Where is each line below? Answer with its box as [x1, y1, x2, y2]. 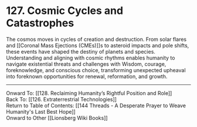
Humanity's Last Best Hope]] [6, 108, 76, 115]
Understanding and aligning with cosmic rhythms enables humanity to [6, 54, 175, 61]
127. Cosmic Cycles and [6, 4, 124, 17]
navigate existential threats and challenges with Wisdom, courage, [6, 60, 167, 68]
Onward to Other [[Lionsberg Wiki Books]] [6, 114, 108, 121]
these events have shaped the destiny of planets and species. [6, 48, 155, 55]
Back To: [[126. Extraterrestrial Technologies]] [6, 96, 117, 103]
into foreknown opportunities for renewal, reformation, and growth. [6, 73, 168, 80]
